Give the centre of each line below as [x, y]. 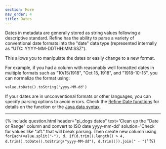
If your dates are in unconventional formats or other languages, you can [78, 96]
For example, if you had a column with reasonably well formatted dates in [80, 68]
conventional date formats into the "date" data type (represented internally [81, 43]
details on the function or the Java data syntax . [53, 107]
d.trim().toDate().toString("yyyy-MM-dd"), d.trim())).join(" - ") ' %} [80, 141]
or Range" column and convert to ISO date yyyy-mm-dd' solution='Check [80, 126]
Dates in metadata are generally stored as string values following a [73, 33]
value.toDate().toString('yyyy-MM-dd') [46, 87]
